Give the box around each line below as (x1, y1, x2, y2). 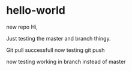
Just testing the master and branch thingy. (6, 35, 111, 42)
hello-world (6, 4, 66, 17)
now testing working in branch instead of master (6, 58, 126, 65)
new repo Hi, (6, 23, 38, 30)
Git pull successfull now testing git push (6, 46, 105, 54)
